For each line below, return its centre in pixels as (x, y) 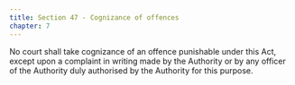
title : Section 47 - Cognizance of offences (94, 17)
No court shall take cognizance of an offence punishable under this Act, (143, 51)
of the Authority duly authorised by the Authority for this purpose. (132, 70)
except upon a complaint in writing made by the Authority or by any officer (147, 61)
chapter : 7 (30, 26)
